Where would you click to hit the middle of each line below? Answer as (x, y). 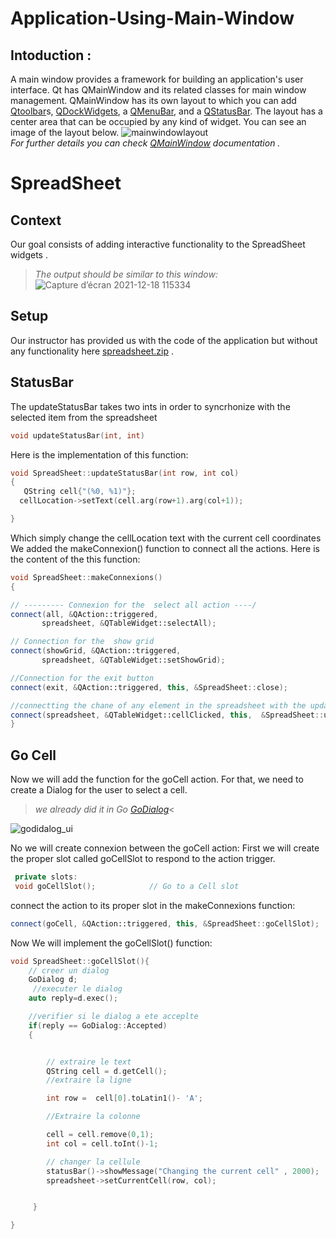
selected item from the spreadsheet (84, 417)
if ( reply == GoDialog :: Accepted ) (98, 1025)
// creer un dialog (69, 970)
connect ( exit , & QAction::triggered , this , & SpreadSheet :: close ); (149, 687)
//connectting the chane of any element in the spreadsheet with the (158, 705)
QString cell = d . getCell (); (107, 1071)
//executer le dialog (77, 989)
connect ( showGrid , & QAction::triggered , (96, 651)
